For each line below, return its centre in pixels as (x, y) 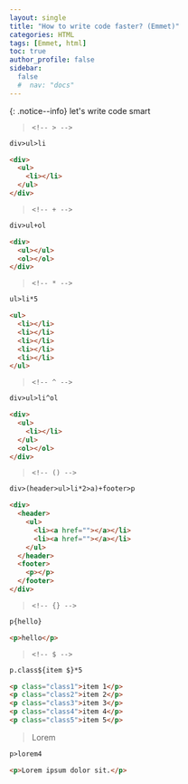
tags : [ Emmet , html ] (48, 43)
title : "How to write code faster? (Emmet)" (94, 26)
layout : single (38, 18)
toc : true (28, 52)
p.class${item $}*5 (46, 670)
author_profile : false (52, 60)
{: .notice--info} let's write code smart (80, 110)
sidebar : (26, 69)
